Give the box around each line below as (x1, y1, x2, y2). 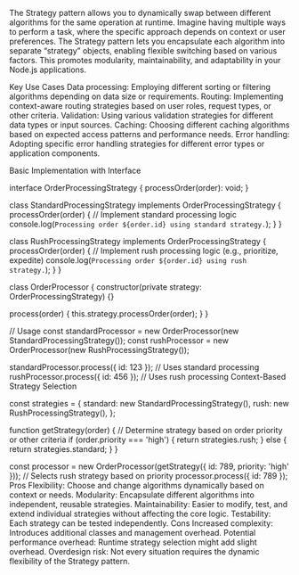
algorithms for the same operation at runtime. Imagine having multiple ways (9, 17, 287, 28)
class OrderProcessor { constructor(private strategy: (9, 282, 202, 292)
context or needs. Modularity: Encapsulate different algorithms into (9, 489, 255, 500)
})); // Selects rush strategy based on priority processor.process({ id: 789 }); (9, 471, 288, 481)
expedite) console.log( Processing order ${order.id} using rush (9, 255, 247, 266)
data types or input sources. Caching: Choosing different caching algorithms (9, 119, 290, 130)
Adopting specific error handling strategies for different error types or (9, 138, 265, 149)
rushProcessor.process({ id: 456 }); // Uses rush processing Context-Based (9, 372, 287, 382)
